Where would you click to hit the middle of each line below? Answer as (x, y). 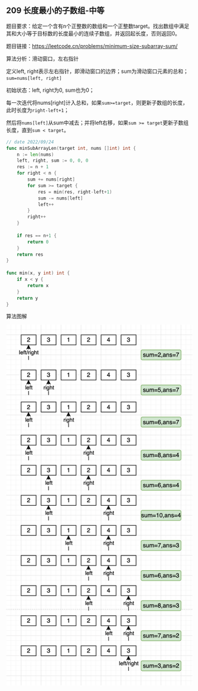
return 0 (38, 242)
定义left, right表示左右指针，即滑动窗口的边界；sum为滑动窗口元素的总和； (97, 71)
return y (27, 298)
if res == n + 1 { (37, 236)
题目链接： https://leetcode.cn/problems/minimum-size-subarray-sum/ (92, 46)
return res (30, 254)
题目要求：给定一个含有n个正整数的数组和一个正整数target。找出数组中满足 (98, 26)
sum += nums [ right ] (51, 179)
